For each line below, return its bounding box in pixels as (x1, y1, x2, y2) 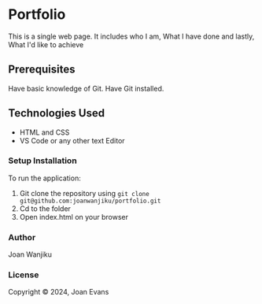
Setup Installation (8, 155, 77, 166)
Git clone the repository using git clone (19, 188, 149, 198)
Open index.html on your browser (19, 212, 128, 221)
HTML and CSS (19, 128, 70, 137)
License (8, 269, 39, 280)
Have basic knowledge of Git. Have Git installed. (8, 83, 164, 93)
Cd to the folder (19, 203, 71, 213)
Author (8, 232, 36, 243)
